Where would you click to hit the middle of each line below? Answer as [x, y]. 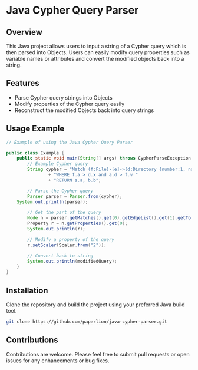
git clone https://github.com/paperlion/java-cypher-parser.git [87, 322]
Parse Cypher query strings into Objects [64, 97]
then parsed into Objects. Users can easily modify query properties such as [98, 52]
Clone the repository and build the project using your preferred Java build [95, 305]
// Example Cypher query [58, 164]
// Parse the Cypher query [60, 191]
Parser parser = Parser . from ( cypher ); [75, 196]
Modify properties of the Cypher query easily [70, 104]
